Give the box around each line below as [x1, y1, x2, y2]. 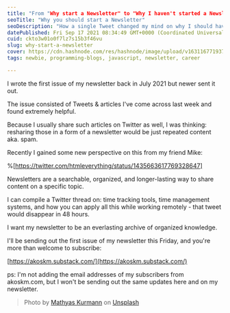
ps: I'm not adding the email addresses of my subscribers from [7, 270, 184, 278]
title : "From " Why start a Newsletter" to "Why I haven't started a [7, 10, 207, 17]
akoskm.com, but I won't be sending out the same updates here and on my [7, 277, 218, 286]
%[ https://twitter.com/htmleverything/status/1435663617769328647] [7, 162, 203, 170]
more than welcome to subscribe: [7, 244, 102, 252]
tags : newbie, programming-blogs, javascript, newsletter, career [7, 55, 201, 62]
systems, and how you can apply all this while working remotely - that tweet [7, 203, 221, 211]
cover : [7, 49, 26, 55]
